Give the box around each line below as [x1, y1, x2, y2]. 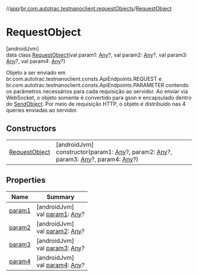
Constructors [6, 124, 57, 134]
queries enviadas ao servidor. [6, 106, 78, 114]
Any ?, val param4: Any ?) [6, 57, 66, 64]
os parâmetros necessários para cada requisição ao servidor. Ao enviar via [6, 88, 188, 95]
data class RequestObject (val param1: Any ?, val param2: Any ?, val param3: [6, 51, 187, 58]
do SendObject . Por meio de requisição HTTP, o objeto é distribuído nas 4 [6, 100, 186, 107]
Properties [6, 175, 46, 185]
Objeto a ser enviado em [6, 69, 66, 76]
